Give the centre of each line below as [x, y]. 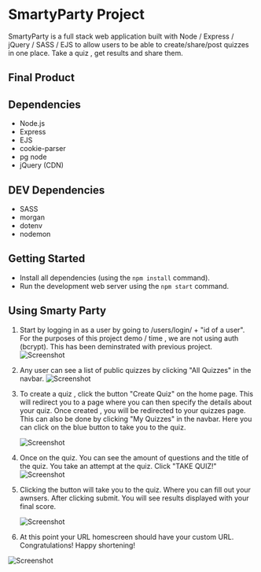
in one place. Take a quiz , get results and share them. [96, 53]
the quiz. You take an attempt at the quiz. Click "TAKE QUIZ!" [118, 466]
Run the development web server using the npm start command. [124, 286]
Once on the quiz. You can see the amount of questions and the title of [134, 457]
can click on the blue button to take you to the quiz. [103, 427]
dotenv [31, 225]
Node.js [32, 124]
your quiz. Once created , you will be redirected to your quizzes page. [132, 410]
